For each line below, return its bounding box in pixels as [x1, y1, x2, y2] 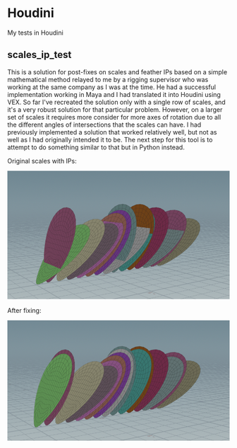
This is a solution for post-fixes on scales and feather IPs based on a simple [7, 67, 228, 76]
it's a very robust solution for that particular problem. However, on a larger [7, 105, 223, 114]
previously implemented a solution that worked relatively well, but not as [7, 127, 217, 136]
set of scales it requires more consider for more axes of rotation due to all [7, 113, 221, 121]
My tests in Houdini [7, 28, 63, 37]
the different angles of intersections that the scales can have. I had [7, 120, 202, 129]
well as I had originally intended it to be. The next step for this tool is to [7, 135, 213, 144]
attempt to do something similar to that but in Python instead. [7, 143, 185, 151]
